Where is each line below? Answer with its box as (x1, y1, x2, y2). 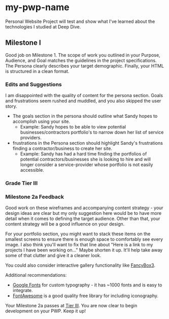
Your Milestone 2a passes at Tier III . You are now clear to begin (5, 303, 138, 309)
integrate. (12, 288, 33, 294)
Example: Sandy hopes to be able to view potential (20, 124, 126, 130)
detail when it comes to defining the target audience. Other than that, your (5, 215, 160, 222)
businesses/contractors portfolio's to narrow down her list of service (20, 129, 164, 136)
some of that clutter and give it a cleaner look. (5, 252, 102, 259)
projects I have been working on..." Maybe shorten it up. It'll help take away (5, 247, 163, 253)
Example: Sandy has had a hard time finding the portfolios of (20, 151, 147, 157)
